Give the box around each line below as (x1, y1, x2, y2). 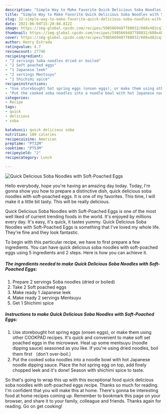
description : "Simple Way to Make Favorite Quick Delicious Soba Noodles (5, 7, 162, 12)
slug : (5, 16, 16, 21)
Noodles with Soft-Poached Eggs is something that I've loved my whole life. (5, 224, 161, 230)
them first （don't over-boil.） (12, 351, 74, 357)
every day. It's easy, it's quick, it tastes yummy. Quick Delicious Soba (5, 218, 147, 224)
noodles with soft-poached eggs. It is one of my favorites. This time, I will (5, 193, 156, 199)
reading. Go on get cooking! (5, 403, 63, 409)
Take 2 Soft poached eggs (12, 284, 67, 290)
